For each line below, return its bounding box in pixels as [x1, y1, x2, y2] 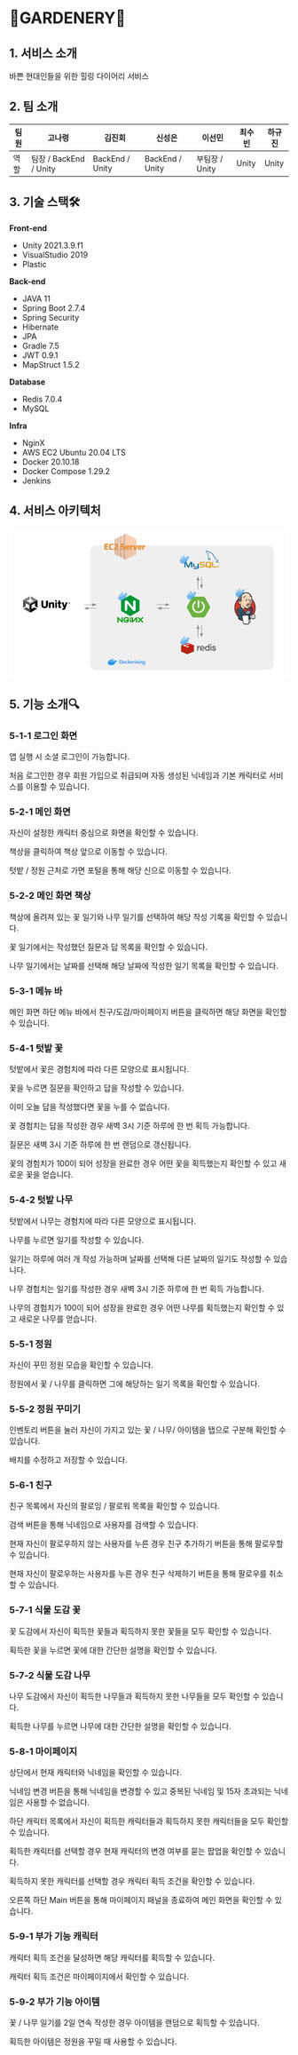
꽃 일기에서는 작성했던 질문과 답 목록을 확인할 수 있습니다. [9, 941, 208, 952]
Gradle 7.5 [21, 340, 59, 351]
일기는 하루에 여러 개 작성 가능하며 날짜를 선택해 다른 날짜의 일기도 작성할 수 [9, 1253, 272, 1264]
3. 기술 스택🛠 [9, 194, 81, 210]
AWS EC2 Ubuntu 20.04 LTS [21, 447, 126, 457]
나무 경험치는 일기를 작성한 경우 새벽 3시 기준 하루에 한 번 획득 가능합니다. [9, 1283, 264, 1294]
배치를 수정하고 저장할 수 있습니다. [9, 1455, 128, 1465]
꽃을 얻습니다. [25, 1170, 74, 1180]
